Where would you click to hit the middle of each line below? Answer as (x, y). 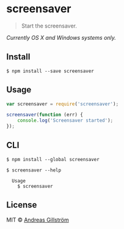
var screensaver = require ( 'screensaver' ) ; (63, 104)
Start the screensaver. (49, 26)
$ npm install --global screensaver (53, 159)
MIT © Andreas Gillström (38, 220)
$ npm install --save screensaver (50, 71)
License (22, 205)
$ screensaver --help (34, 170)
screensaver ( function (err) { (45, 115)
